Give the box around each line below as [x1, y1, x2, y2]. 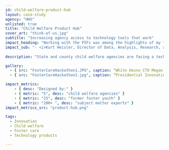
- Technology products [10, 133, 57, 138]
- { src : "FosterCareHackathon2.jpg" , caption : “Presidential [10, 72, 143, 78]
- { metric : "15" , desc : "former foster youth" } [14, 96, 121, 101]
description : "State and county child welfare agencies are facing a [5, 54, 154, 59]
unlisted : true [5, 21, 37, 27]
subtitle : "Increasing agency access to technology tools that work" [5, 36, 154, 41]
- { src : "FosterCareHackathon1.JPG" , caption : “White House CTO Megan [10, 68, 163, 73]
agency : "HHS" [5, 17, 35, 22]
